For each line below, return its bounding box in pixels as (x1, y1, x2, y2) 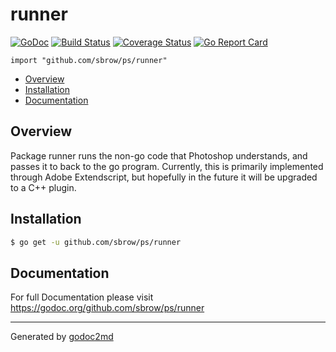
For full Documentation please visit (10, 291, 154, 303)
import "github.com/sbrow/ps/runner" (10, 55, 168, 65)
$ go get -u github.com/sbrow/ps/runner (10, 237, 182, 247)
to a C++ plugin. (10, 181, 77, 193)
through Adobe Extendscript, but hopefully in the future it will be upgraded (10, 171, 318, 183)
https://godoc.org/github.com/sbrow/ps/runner (10, 302, 205, 314)
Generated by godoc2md (10, 331, 114, 343)
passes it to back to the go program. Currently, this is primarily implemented (10, 160, 324, 172)
